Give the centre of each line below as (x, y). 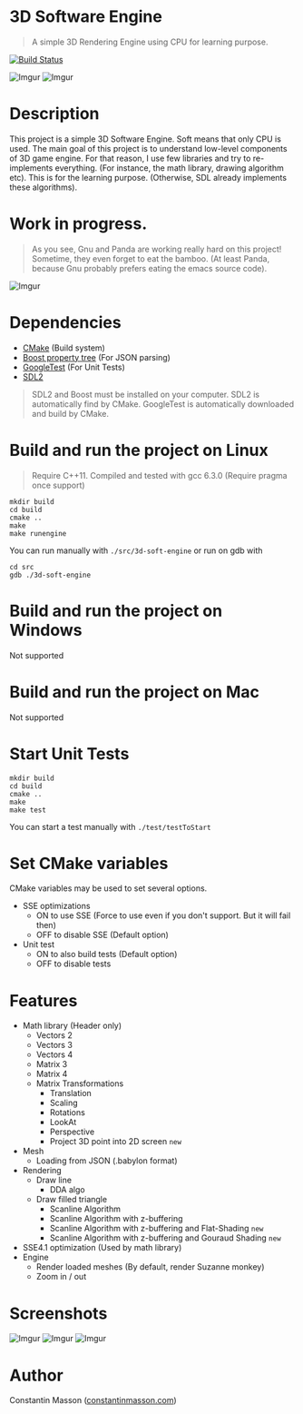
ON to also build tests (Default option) (107, 954)
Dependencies (65, 322)
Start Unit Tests (69, 753)
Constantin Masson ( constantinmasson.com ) (93, 1400)
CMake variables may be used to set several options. (108, 888)
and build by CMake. (70, 413)
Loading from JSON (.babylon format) (107, 1161)
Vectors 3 (54, 1045)
